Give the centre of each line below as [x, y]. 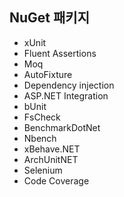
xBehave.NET [52, 149]
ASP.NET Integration [66, 95]
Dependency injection [69, 85]
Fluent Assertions [60, 53]
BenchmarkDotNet [62, 127]
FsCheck [42, 117]
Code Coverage [56, 180]
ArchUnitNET [51, 159]
